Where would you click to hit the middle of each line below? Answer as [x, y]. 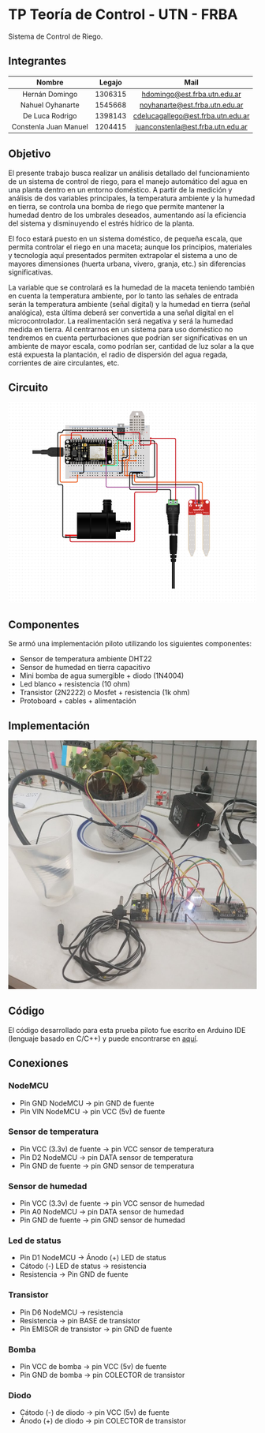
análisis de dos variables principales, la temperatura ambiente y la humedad [132, 198]
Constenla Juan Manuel [50, 127]
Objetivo [30, 154]
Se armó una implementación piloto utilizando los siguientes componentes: [130, 644]
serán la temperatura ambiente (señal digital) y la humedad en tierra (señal [129, 304]
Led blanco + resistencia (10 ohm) [75, 684]
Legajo [110, 82]
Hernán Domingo [50, 94]
